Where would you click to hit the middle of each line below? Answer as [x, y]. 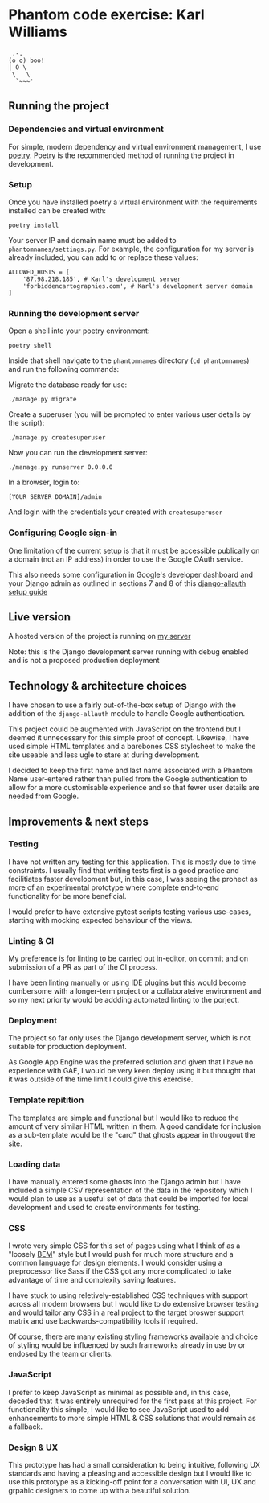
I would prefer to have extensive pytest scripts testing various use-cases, [130, 912]
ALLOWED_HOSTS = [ [39, 272]
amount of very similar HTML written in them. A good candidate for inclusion [135, 1126]
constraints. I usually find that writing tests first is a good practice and [124, 870]
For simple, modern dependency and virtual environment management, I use [135, 146]
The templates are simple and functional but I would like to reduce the [124, 1118]
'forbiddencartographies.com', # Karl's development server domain [138, 286]
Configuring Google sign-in [63, 533]
